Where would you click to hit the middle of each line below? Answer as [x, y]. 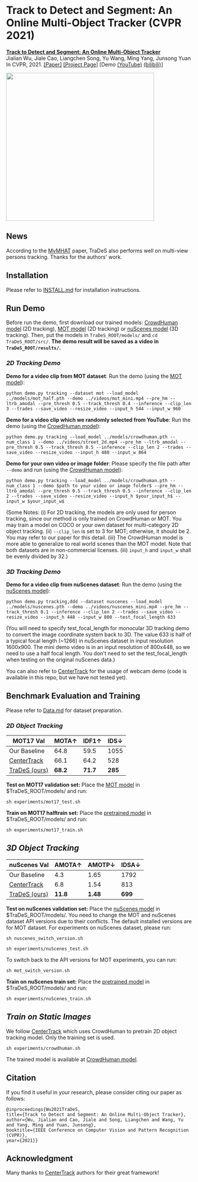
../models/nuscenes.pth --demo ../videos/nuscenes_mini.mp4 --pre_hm [94, 607]
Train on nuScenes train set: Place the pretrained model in [78, 981]
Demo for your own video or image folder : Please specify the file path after [98, 463]
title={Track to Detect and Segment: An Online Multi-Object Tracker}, [96, 1114]
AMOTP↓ [102, 865]
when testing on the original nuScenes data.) [61, 659]
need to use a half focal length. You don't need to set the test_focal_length [97, 653]
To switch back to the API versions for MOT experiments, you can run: [92, 959]
